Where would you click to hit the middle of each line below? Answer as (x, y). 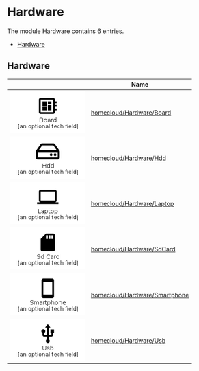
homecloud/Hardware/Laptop (133, 204)
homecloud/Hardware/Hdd (129, 158)
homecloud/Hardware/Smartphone (140, 295)
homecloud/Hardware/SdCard (133, 249)
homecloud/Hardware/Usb (129, 340)
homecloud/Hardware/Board (131, 112)
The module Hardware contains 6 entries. (66, 31)
